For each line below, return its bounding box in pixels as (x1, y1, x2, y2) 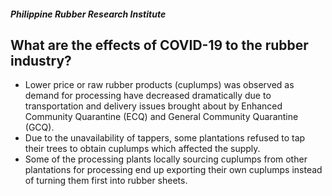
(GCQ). (24, 121, 55, 134)
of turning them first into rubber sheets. (24, 175, 188, 187)
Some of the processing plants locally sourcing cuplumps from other (24, 153, 308, 165)
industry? (10, 52, 72, 69)
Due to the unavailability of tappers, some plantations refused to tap (24, 132, 306, 144)
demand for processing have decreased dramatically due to (24, 90, 272, 102)
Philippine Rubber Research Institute (10, 8, 167, 20)
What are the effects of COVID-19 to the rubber (10, 36, 309, 54)
